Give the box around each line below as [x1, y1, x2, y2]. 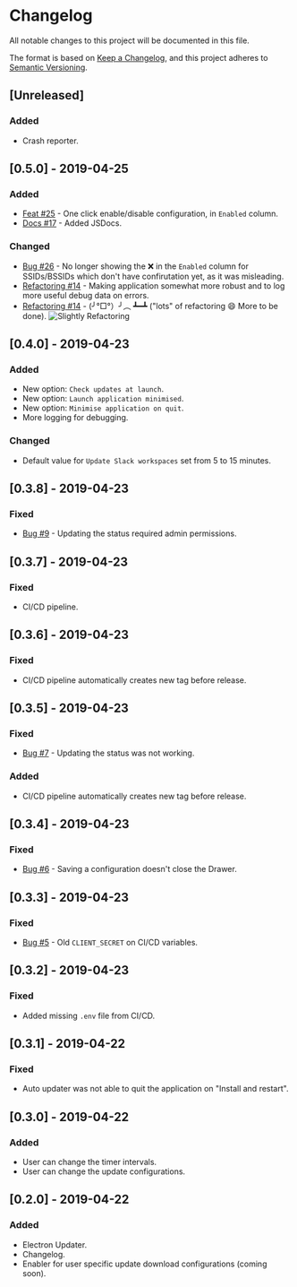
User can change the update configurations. [21, 1166, 186, 1177]
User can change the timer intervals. [21, 1157, 157, 1168]
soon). [21, 1267, 47, 1278]
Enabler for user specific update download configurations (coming [21, 1258, 267, 1269]
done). [21, 310, 47, 321]
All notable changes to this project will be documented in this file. [9, 35, 250, 46]
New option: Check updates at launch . [21, 384, 164, 394]
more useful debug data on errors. [21, 289, 149, 300]
